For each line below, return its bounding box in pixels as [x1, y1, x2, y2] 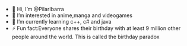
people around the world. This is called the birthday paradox [11, 33, 160, 40]
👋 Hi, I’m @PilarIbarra [11, 6, 64, 12]
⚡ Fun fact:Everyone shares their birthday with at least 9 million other [11, 25, 181, 32]
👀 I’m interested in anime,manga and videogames [11, 12, 132, 19]
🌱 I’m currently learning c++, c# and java [11, 18, 112, 25]
